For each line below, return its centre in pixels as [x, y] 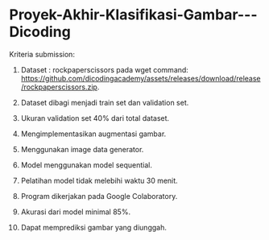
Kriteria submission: [42, 54]
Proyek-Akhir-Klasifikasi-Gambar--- [133, 15]
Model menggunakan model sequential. [86, 165]
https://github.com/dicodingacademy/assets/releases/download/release [141, 78]
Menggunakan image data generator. [82, 149]
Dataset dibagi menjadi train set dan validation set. [105, 102]
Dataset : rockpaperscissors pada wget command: [104, 69]
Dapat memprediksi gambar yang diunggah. [94, 227]
